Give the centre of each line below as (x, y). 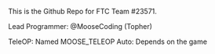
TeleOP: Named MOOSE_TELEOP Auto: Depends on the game (108, 41)
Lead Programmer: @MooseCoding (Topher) (80, 26)
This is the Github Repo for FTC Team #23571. (82, 11)
